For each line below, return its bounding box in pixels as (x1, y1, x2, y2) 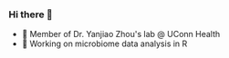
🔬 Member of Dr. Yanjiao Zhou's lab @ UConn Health (21, 29, 221, 40)
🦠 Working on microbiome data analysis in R (21, 38, 188, 49)
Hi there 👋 (8, 8, 54, 21)
